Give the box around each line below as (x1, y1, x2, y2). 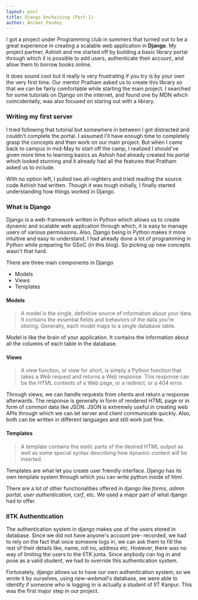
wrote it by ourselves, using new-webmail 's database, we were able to (6, 575, 178, 582)
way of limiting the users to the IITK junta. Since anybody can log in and (6, 550, 181, 557)
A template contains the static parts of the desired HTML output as (20, 442, 183, 450)
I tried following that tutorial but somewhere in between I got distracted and (6, 126, 190, 133)
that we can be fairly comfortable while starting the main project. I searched (6, 85, 191, 92)
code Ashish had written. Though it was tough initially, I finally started (6, 181, 176, 188)
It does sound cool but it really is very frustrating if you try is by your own (6, 72, 185, 80)
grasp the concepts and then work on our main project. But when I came (6, 139, 183, 146)
